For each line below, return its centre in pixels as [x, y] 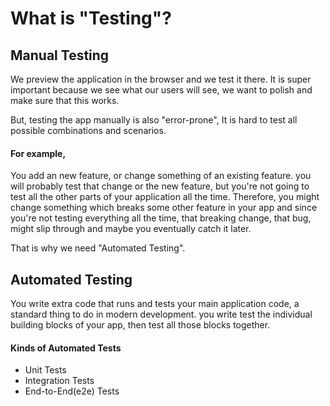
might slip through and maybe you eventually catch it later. [131, 229]
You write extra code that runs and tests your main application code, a [155, 304]
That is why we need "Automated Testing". [98, 248]
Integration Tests [59, 381]
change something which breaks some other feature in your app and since [164, 208]
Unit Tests [45, 370]
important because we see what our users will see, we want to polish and [161, 90]
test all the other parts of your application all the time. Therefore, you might [165, 197]
